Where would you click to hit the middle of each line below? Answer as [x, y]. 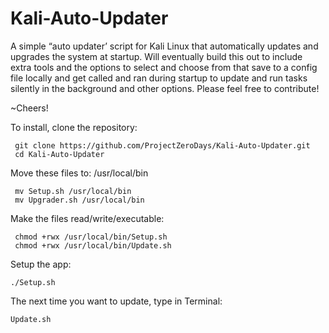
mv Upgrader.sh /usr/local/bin [79, 200]
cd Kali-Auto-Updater [59, 154]
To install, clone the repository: [74, 127]
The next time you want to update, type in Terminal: [116, 301]
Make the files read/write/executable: [87, 218]
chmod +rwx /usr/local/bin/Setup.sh [91, 237]
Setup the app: [41, 264]
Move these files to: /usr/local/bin [79, 173]
